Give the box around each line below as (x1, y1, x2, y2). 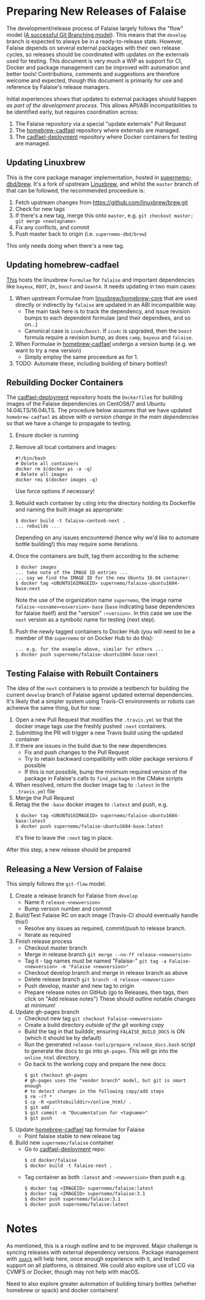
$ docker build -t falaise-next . (24, 1163, 113, 1169)
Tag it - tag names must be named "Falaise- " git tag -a (24, 957, 167, 964)
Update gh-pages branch (15, 1008, 80, 1015)
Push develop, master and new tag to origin (24, 982, 135, 989)
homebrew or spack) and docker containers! (6, 1287, 119, 1294)
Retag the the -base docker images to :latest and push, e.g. (15, 801, 168, 808)
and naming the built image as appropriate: (15, 506, 124, 513)
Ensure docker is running (15, 431, 79, 439)
